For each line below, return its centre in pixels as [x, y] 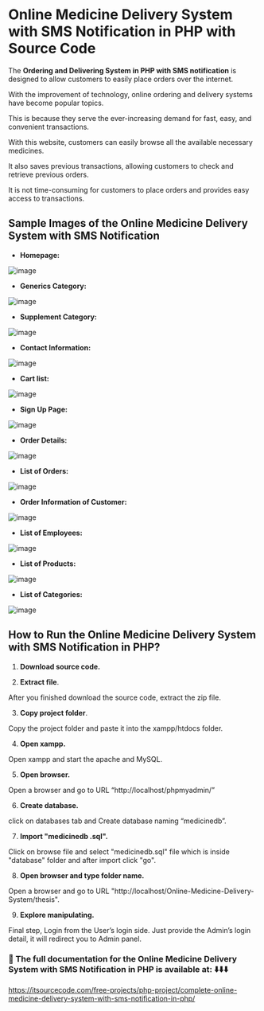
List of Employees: [51, 533]
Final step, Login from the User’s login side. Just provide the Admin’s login [130, 930]
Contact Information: [55, 347]
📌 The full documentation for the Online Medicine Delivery [122, 959]
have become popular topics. [56, 103]
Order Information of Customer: [73, 502]
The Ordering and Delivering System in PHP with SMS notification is [122, 70]
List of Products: [48, 564]
